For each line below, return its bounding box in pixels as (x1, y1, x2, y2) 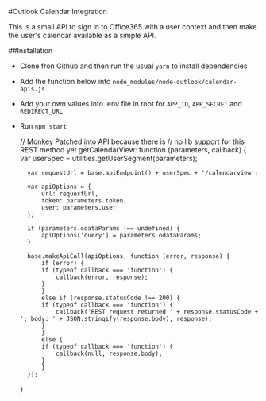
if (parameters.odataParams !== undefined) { (27, 225, 180, 233)
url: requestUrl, (40, 190, 99, 198)
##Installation (8, 46, 53, 55)
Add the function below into (19, 77, 111, 86)
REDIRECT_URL (19, 107, 64, 115)
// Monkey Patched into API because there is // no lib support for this (19, 137, 245, 146)
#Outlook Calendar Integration (8, 7, 107, 16)
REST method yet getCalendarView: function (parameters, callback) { (19, 145, 247, 154)
